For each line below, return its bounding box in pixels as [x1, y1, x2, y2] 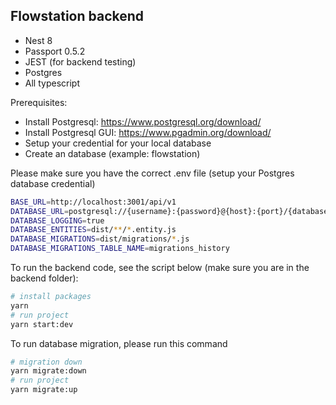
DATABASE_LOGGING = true [10, 215, 105, 226]
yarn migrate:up [10, 385, 78, 395]
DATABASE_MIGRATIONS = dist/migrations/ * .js [10, 234, 190, 244]
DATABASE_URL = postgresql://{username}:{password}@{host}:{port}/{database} [10, 206, 333, 216]
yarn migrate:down [10, 366, 87, 376]
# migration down [10, 357, 83, 367]
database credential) [10, 177, 96, 189]
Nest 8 [24, 34, 53, 46]
